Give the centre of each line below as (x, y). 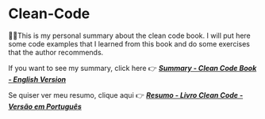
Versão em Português (45, 106)
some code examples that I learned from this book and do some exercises (129, 43)
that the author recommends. (56, 52)
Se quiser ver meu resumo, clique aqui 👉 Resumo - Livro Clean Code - (126, 95)
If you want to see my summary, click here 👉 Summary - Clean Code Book (132, 68)
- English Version (37, 79)
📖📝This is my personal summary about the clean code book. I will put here (130, 35)
